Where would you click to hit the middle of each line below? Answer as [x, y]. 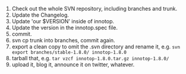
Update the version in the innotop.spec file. [64, 27]
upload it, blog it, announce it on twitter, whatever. [73, 64]
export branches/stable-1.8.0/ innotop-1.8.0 [69, 53]
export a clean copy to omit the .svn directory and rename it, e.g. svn [96, 47]
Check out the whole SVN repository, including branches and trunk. [94, 9]
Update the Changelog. [40, 15]
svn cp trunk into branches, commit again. [63, 40]
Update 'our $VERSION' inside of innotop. [63, 21]
